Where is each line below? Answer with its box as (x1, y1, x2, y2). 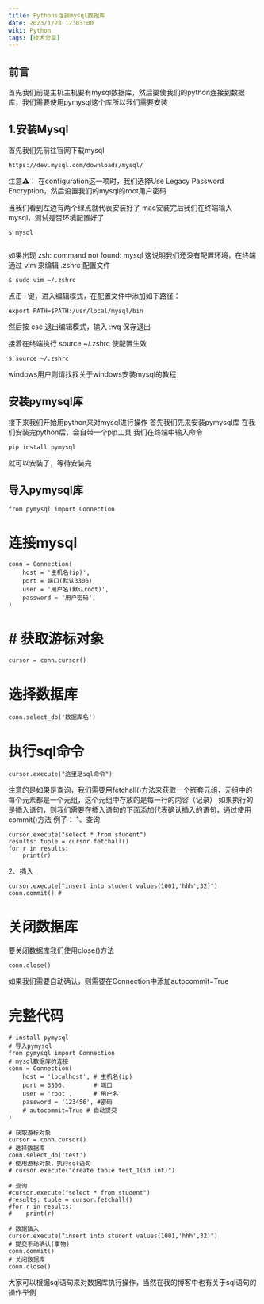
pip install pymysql (8, 443, 77, 451)
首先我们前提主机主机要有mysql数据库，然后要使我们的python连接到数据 (8, 88, 246, 98)
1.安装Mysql (8, 123, 69, 136)
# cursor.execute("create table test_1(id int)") (8, 1167, 176, 1175)
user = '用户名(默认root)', (22, 586, 109, 594)
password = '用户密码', (22, 594, 97, 602)
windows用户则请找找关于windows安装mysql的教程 (8, 369, 177, 379)
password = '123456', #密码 (22, 1099, 113, 1107)
